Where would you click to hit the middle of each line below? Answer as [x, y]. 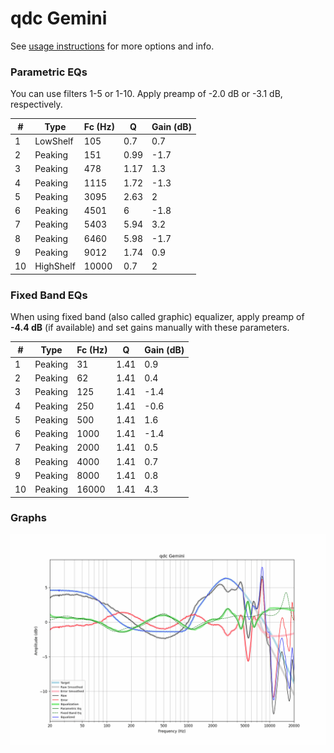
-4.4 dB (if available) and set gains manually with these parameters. [150, 328]
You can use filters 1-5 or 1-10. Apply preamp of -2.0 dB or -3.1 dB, [146, 94]
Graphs [28, 518]
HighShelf [55, 266]
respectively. [36, 104]
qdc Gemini [59, 18]
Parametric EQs [49, 72]
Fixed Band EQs [49, 295]
